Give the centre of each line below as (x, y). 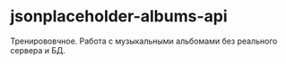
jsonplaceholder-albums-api (119, 16)
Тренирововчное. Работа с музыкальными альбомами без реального (144, 41)
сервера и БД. (38, 50)
